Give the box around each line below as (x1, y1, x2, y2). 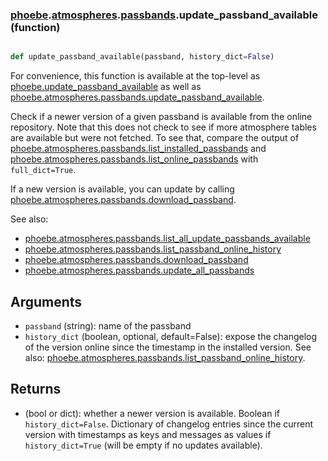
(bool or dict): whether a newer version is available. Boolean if (24, 407, 280, 419)
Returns (10, 381, 62, 398)
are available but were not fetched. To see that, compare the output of (10, 132, 300, 144)
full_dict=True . (10, 164, 77, 176)
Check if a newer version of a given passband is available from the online (10, 111, 313, 123)
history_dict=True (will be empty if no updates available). (24, 439, 263, 451)
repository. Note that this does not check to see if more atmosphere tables (10, 121, 317, 133)
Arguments (10, 293, 83, 310)
